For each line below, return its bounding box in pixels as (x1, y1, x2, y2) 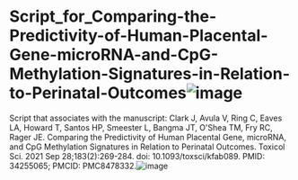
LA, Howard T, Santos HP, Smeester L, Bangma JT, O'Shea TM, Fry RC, (9, 121, 273, 132)
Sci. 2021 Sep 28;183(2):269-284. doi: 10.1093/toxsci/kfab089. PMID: (9, 150, 265, 161)
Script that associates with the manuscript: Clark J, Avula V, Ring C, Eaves (9, 112, 283, 123)
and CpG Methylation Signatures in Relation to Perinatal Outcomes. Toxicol (9, 141, 285, 152)
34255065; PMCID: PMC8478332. (9, 160, 137, 171)
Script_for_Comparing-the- (9, 6, 217, 27)
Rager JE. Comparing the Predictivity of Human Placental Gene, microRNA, (9, 131, 287, 142)
